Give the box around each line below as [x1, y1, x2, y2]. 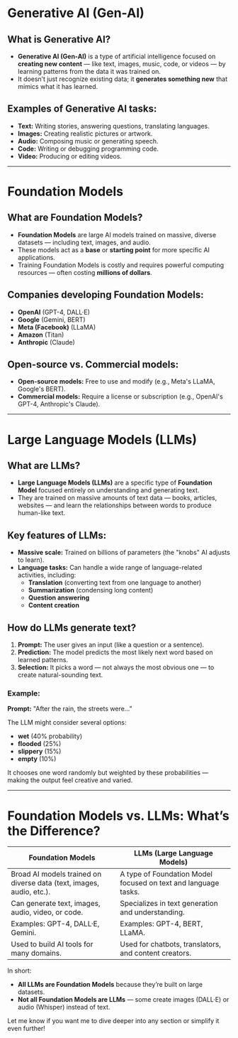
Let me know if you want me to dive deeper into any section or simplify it [7, 1017, 220, 1025]
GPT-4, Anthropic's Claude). [17, 400, 101, 409]
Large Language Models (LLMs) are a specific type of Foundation [17, 478, 212, 487]
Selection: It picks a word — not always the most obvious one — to [17, 663, 215, 672]
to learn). [17, 556, 45, 564]
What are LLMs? [7, 460, 81, 472]
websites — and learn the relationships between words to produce [17, 501, 212, 509]
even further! [7, 1025, 46, 1033]
